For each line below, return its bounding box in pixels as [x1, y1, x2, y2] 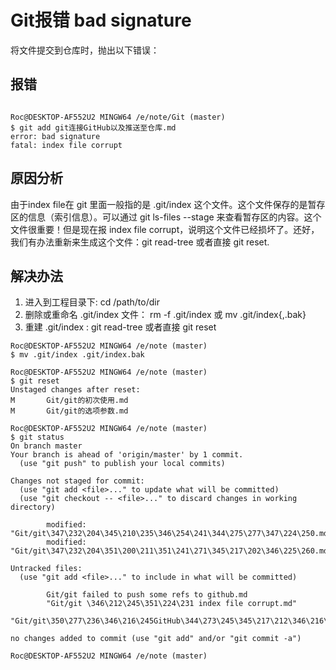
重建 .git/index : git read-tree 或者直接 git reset [24, 321, 217, 333]
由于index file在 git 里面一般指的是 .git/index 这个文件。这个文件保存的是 [10, 198, 308, 210]
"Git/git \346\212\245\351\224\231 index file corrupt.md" [46, 599, 298, 609]
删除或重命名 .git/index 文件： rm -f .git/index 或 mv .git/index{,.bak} [24, 309, 307, 321]
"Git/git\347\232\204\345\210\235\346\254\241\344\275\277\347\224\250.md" [10, 529, 333, 539]
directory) [10, 502, 56, 513]
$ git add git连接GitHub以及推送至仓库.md [10, 122, 177, 133]
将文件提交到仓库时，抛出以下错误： [10, 44, 160, 56]
